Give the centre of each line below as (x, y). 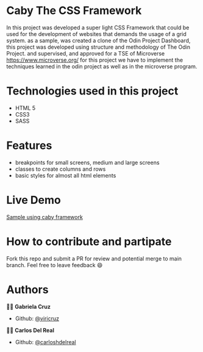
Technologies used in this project (92, 91)
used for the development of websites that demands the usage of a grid (97, 34)
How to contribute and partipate (89, 241)
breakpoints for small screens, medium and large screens (87, 162)
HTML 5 (25, 108)
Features (29, 145)
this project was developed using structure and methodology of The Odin (98, 47)
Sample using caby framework (45, 217)
